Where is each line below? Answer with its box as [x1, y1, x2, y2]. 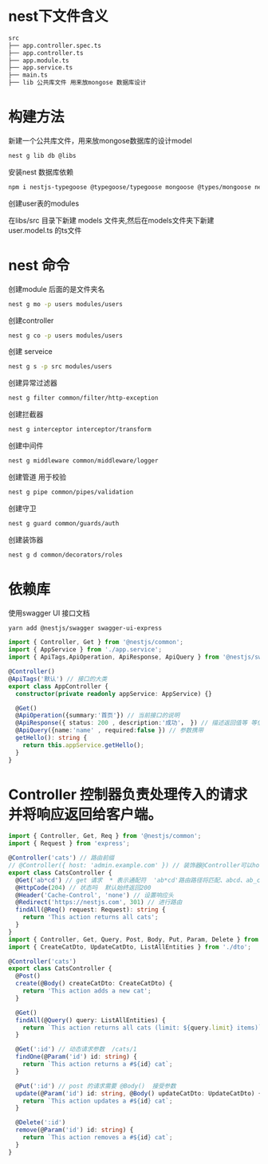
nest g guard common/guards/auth [8, 519, 120, 527]
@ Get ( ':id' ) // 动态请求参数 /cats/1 [15, 1045, 137, 1053]
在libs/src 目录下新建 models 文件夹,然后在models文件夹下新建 [8, 215, 215, 225]
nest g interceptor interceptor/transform [8, 426, 152, 434]
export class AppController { [8, 682, 109, 690]
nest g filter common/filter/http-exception [8, 394, 159, 403]
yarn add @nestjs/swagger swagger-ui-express [8, 623, 162, 632]
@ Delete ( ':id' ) [15, 1119, 66, 1127]
